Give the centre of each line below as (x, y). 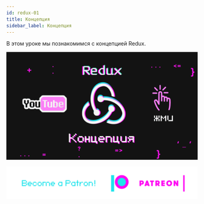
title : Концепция (28, 19)
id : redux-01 (23, 13)
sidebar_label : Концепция (39, 25)
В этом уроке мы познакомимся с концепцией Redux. (76, 44)
